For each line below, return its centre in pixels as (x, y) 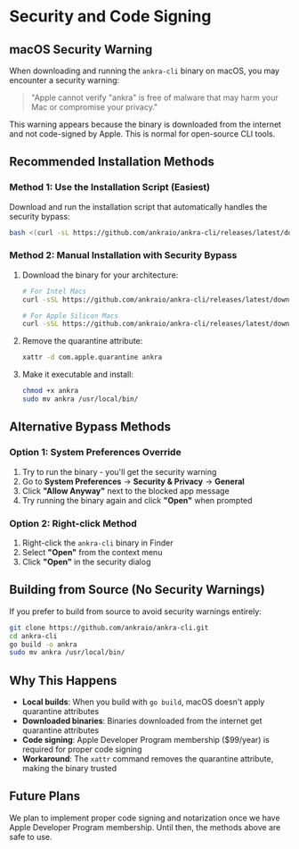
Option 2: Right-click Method (73, 523)
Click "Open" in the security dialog (86, 562)
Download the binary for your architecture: (100, 275)
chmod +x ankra (50, 391)
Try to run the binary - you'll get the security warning (119, 471)
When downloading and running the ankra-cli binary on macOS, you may (145, 71)
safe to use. (31, 837)
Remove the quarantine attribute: (82, 341)
